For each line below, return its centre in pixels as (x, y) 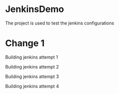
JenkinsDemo (35, 9)
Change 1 (25, 43)
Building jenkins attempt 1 (32, 57)
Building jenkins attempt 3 (32, 76)
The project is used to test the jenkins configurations (60, 23)
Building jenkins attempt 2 (32, 66)
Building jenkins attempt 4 (32, 86)
